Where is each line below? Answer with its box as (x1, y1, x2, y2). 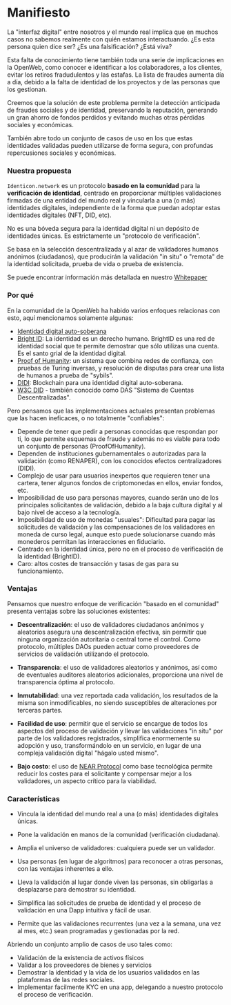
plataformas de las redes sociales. (17, 976, 115, 984)
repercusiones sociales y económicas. (7, 149, 117, 157)
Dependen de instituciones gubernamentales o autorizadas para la (17, 449, 207, 458)
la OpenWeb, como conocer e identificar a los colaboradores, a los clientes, (7, 63, 222, 71)
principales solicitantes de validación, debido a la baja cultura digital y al (17, 500, 223, 509)
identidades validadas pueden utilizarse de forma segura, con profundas (7, 141, 214, 149)
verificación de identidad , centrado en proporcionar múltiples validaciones (7, 189, 222, 198)
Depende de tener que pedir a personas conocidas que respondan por (17, 427, 219, 435)
